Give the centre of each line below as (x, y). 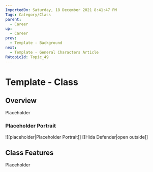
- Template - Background (36, 43)
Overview (21, 100)
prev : (11, 38)
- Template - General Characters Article (54, 52)
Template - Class (42, 82)
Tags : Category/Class (28, 15)
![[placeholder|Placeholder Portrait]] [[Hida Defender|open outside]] (77, 137)
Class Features (29, 153)
